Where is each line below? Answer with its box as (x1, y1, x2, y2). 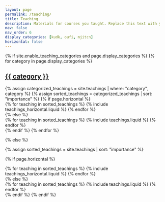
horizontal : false (5, 39, 43, 44)
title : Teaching (5, 16, 38, 21)
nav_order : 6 (5, 30, 32, 35)
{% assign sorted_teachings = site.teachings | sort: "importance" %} (5, 146, 144, 152)
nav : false (5, 26, 27, 31)
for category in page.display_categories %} (5, 58, 92, 64)
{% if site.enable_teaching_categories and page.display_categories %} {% (5, 53, 155, 59)
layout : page (5, 7, 32, 12)
